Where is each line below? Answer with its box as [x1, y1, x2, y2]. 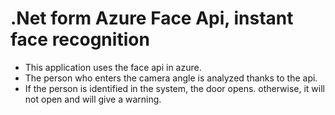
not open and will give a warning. [24, 93, 162, 105]
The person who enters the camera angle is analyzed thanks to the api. [24, 72, 318, 84]
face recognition [10, 28, 150, 51]
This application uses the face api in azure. [24, 61, 202, 73]
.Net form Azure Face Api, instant [10, 7, 294, 30]
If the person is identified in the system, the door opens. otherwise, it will [24, 82, 326, 94]
